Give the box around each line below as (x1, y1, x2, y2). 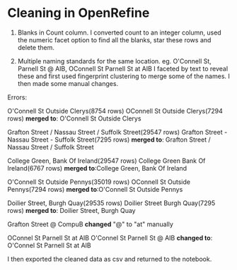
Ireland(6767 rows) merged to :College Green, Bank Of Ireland (7, 164, 187, 172)
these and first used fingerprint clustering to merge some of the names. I (17, 72, 230, 80)
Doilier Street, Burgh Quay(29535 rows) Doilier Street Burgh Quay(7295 (7, 199, 216, 207)
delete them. (17, 43, 54, 51)
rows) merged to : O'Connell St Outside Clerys (7, 114, 141, 123)
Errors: (7, 93, 28, 102)
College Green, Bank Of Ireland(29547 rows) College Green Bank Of (7, 157, 206, 165)
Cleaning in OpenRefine (7, 5, 150, 21)
